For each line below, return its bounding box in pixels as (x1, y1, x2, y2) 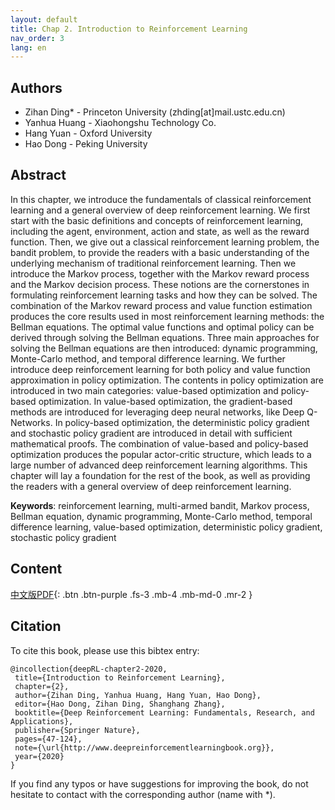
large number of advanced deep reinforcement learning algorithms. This (10, 459, 308, 471)
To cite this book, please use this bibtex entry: (10, 644, 200, 656)
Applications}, (10, 716, 74, 726)
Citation (10, 618, 62, 635)
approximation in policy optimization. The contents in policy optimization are (10, 374, 324, 386)
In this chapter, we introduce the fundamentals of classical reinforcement (10, 193, 312, 205)
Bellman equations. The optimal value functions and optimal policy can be (10, 321, 315, 333)
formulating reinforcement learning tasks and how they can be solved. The (10, 289, 318, 301)
